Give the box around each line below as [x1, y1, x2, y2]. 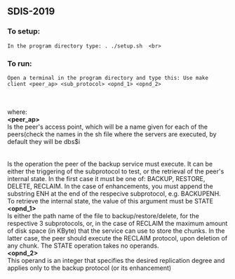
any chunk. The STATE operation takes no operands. [7, 241, 159, 250]
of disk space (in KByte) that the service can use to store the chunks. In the [7, 227, 225, 235]
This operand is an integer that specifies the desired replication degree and [7, 256, 225, 264]
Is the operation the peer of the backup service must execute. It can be [7, 159, 213, 168]
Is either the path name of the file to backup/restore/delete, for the [7, 211, 200, 220]
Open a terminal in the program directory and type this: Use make [7, 74, 209, 81]
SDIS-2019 [7, 6, 55, 17]
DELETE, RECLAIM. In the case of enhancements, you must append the [7, 182, 213, 190]
